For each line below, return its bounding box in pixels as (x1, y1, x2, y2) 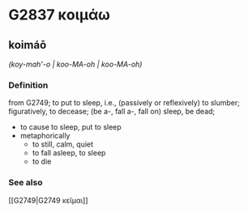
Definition (8, 79, 49, 91)
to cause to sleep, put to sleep (19, 122, 122, 132)
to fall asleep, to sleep (32, 148, 106, 158)
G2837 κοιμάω (8, 6, 111, 24)
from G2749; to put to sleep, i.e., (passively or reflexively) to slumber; (8, 98, 241, 108)
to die (32, 156, 52, 167)
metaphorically (19, 131, 71, 141)
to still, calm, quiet (32, 139, 94, 149)
